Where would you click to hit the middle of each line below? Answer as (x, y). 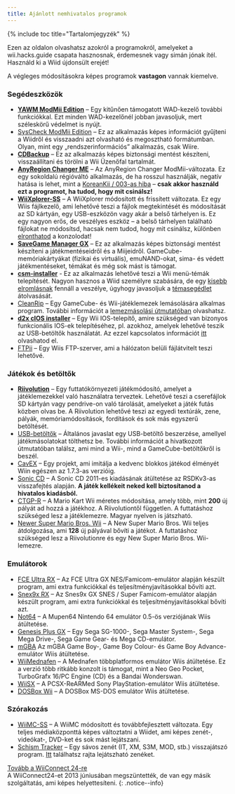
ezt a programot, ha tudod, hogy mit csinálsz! (85, 191)
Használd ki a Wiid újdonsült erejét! (58, 62)
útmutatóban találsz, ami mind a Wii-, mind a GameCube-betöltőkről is (119, 449)
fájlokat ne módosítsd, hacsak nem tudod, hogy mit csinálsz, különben (119, 228)
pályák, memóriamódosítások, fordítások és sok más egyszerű (108, 419)
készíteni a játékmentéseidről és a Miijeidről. (81, 251)
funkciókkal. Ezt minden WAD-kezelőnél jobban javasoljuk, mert (109, 117)
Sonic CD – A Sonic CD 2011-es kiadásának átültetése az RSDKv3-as (116, 479)
